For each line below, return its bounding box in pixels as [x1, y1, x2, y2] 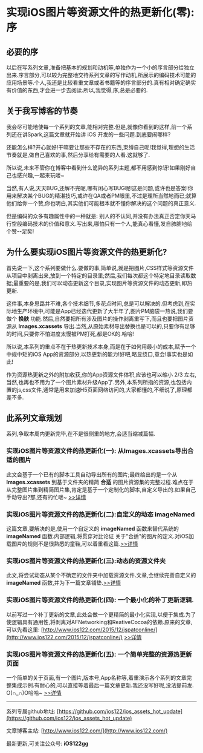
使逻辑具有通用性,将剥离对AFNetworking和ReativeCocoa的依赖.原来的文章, [6, 618, 193, 625]
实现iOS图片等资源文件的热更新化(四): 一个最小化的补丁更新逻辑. [6, 596, 195, 604]
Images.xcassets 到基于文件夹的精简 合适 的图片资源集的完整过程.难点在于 [6, 478, 194, 485]
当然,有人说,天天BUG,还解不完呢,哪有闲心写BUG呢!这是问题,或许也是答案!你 [6, 184, 193, 191]
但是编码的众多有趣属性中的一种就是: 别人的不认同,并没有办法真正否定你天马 [6, 212, 196, 220]
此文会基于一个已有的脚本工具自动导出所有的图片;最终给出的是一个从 [6, 470, 178, 478]
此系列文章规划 [6, 413, 62, 424]
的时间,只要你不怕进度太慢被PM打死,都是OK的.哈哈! [6, 330, 134, 337]
